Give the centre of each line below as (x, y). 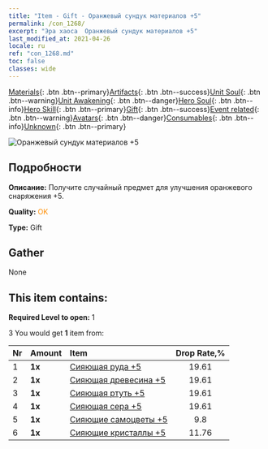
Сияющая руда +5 (106, 367)
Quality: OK (28, 211)
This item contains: (58, 298)
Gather (26, 253)
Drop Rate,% (201, 353)
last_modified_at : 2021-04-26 (60, 39)
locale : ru (27, 46)
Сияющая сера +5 (106, 407)
